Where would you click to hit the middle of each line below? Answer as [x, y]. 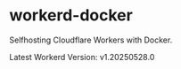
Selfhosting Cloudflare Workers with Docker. [91, 40]
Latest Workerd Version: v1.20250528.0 [82, 57]
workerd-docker [71, 15]
